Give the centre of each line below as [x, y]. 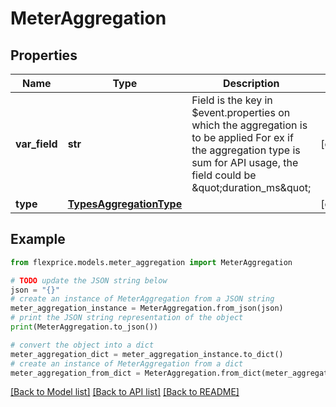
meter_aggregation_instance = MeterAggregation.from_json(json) [147, 308]
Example [38, 239]
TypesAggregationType [125, 204]
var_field [36, 144]
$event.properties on [241, 112]
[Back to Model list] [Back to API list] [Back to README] [125, 392]
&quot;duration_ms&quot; [251, 187]
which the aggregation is [249, 125]
